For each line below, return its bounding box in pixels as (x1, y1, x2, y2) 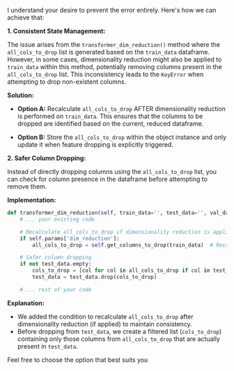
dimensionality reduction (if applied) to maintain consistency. (17, 319, 193, 328)
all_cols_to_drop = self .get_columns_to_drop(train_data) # (32, 241, 214, 249)
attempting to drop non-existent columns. (7, 78, 127, 86)
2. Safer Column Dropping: (7, 154, 86, 162)
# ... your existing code (19, 216, 95, 223)
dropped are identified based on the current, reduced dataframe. (17, 119, 204, 128)
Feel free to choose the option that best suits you (7, 356, 148, 364)
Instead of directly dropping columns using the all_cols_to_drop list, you (7, 168, 217, 175)
